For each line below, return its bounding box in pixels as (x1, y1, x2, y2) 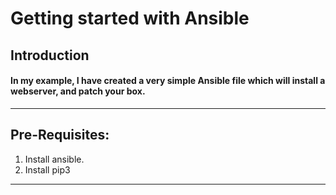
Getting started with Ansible (10, 7, 250, 30)
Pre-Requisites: (10, 127, 110, 144)
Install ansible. (24, 153, 85, 165)
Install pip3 (24, 163, 71, 176)
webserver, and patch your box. (10, 85, 146, 97)
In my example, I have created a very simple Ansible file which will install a (10, 75, 326, 87)
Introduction (10, 47, 90, 64)
